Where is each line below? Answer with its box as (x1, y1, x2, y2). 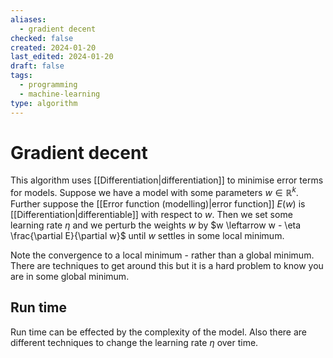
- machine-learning (19, 89, 101, 99)
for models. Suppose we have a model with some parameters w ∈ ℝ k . (10, 185, 299, 199)
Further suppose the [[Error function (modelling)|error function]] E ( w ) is (10, 198, 306, 210)
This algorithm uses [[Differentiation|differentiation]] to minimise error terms (10, 174, 324, 186)
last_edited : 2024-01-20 (10, 52, 114, 62)
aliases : (10, 14, 47, 25)
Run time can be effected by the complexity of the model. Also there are (10, 326, 307, 338)
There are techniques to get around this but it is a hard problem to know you (10, 260, 324, 272)
